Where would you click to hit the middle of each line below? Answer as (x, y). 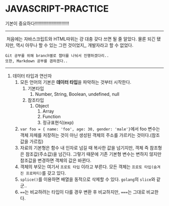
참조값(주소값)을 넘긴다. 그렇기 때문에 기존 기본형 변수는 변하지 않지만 (94, 154)
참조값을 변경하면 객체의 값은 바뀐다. (56, 160)
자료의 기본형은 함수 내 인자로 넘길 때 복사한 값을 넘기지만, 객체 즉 (84, 147)
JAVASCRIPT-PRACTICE (57, 9)
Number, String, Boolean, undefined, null (77, 94)
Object (42, 106)
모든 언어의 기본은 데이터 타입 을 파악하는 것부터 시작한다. (76, 82)
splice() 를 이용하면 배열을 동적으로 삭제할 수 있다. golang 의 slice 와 (88, 179)
